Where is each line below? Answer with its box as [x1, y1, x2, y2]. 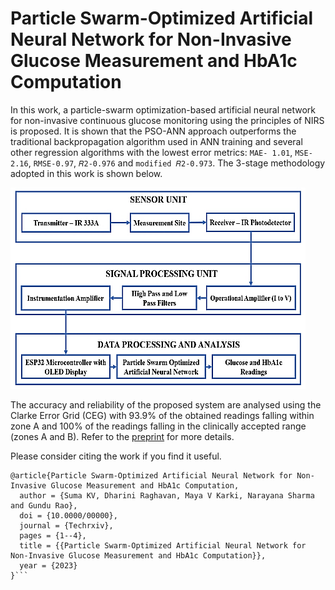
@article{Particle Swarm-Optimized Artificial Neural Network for [10, 470, 293, 481]
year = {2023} [19, 560, 78, 571]
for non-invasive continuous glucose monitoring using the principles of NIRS [10, 114, 325, 126]
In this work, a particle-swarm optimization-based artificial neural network [10, 103, 317, 116]
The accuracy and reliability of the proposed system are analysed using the [10, 398, 322, 411]
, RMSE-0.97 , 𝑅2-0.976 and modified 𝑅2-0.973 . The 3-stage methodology [28, 157, 326, 169]
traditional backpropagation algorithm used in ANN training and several [10, 135, 303, 147]
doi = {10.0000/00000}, [19, 510, 118, 521]
